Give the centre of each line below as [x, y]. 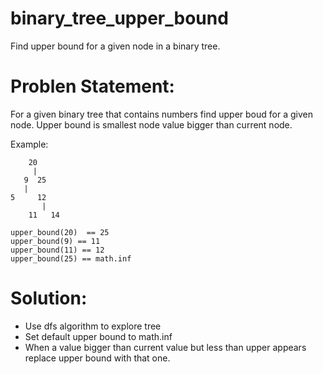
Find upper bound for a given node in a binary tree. [115, 46]
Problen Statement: [92, 86]
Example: [29, 144]
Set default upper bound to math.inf [98, 336]
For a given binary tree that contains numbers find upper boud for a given [161, 114]
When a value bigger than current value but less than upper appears [165, 347]
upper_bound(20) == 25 [60, 232]
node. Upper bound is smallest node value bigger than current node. [151, 124]
